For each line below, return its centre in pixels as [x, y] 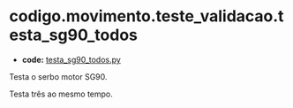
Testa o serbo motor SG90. [58, 76]
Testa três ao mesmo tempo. [61, 94]
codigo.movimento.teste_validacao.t [146, 16]
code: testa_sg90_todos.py [71, 59]
